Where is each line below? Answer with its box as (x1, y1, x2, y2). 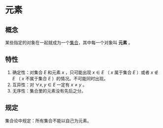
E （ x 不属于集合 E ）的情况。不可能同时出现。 (12, 75, 108, 81)
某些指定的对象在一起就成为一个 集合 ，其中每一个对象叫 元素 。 (5, 40, 133, 45)
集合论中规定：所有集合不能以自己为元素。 (5, 118, 92, 124)
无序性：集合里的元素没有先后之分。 (12, 88, 86, 94)
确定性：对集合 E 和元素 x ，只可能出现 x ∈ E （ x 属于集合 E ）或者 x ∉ (12, 69, 159, 75)
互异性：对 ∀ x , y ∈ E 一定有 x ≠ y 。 (12, 82, 87, 88)
